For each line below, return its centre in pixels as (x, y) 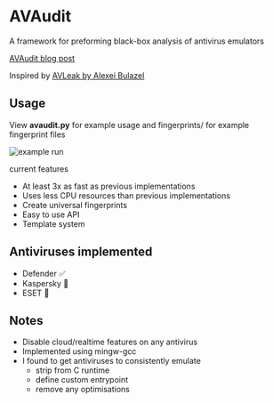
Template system (54, 223)
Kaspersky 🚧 (45, 283)
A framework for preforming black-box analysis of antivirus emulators (137, 41)
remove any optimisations (83, 390)
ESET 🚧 (36, 293)
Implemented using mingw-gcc (79, 351)
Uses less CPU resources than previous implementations (126, 195)
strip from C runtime (72, 370)
